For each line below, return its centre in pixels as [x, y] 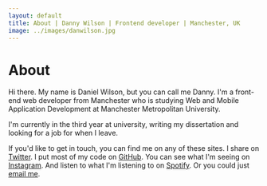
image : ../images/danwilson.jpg [62, 30]
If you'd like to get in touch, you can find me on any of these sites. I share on [134, 148]
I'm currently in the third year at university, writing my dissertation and [124, 125]
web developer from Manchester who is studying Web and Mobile [131, 101]
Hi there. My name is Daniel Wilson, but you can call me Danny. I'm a [121, 92]
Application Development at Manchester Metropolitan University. [114, 109]
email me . [24, 174]
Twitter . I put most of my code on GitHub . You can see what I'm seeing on [129, 157]
